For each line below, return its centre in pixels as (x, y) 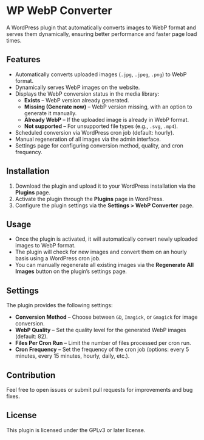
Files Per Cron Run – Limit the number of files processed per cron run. (103, 343)
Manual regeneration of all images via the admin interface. (88, 139)
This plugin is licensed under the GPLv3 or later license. (76, 430)
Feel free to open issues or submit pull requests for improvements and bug (100, 390)
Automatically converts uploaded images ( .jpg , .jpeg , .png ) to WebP (101, 74)
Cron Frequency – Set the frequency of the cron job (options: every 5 (102, 350)
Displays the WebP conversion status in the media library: (87, 94)
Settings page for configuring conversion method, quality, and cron (99, 145)
